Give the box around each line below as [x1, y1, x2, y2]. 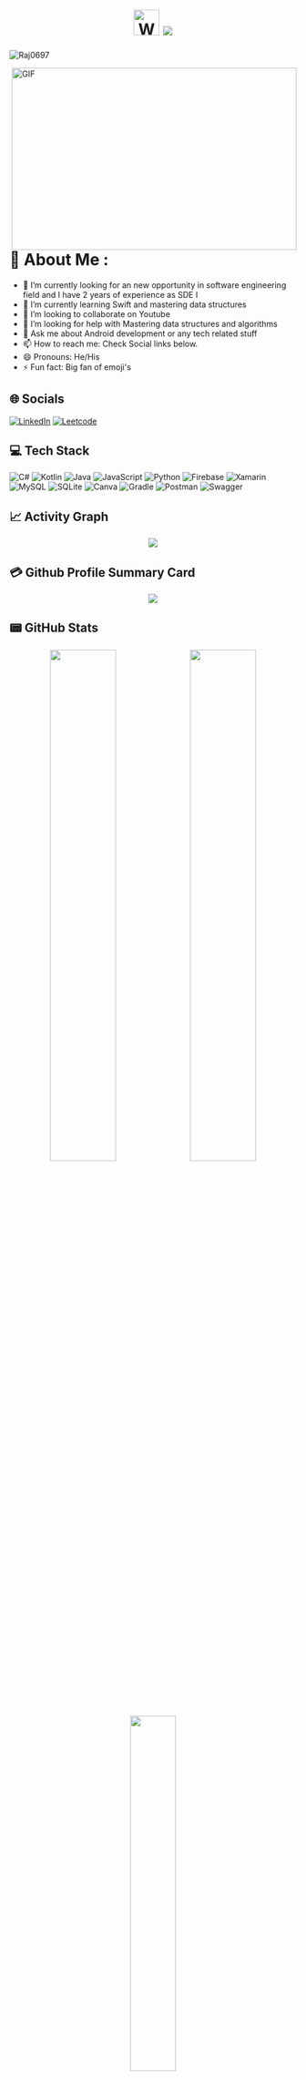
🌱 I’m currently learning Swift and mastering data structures [22, 299, 248, 310]
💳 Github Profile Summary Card [9, 565, 196, 580]
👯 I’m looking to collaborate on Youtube [22, 308, 171, 319]
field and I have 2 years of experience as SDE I [22, 289, 199, 300]
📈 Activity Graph [9, 508, 109, 524]
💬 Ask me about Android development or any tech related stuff [22, 328, 258, 339]
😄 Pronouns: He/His [22, 351, 100, 362]
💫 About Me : [9, 249, 109, 270]
